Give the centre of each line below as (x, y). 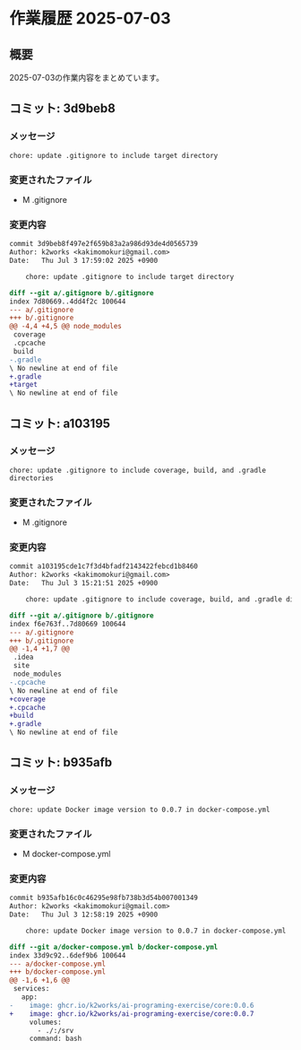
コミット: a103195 (60, 423)
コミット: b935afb (61, 762)
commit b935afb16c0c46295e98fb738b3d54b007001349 (104, 898)
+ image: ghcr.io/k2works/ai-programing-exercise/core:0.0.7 (132, 1014)
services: (31, 989)
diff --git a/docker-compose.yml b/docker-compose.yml (114, 947)
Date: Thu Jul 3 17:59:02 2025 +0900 (84, 261)
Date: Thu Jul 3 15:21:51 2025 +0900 (84, 583)
